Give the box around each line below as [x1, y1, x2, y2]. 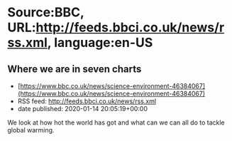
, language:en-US [47, 35, 153, 51]
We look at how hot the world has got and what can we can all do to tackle [7, 118, 225, 127]
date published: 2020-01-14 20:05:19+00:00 [17, 105, 148, 113]
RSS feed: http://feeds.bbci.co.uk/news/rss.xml [17, 97, 157, 105]
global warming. [7, 126, 55, 134]
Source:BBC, [7, 4, 84, 21]
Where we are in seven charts [7, 63, 142, 75]
